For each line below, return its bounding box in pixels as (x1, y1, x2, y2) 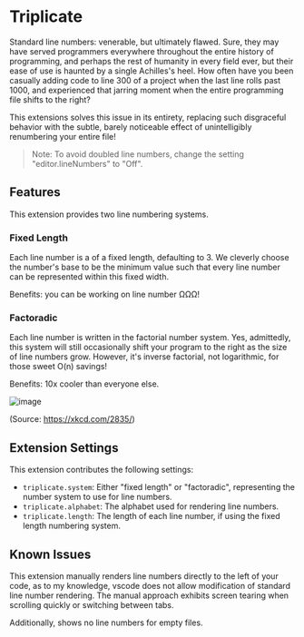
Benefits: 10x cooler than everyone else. (9, 378, 160, 389)
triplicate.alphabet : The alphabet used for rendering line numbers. (22, 501, 279, 512)
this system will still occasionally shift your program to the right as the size (9, 342, 288, 353)
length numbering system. (22, 520, 121, 532)
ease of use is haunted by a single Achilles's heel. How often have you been (9, 65, 294, 76)
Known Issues (9, 546, 92, 562)
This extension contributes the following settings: (9, 465, 193, 475)
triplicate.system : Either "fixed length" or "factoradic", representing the (22, 482, 295, 493)
